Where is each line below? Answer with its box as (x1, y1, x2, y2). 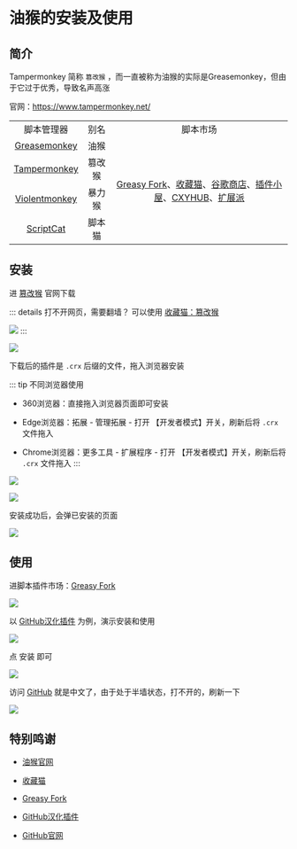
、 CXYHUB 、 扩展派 (162, 191, 245, 204)
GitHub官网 (21, 830, 64, 841)
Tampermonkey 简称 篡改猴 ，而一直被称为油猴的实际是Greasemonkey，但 (9, 72, 279, 82)
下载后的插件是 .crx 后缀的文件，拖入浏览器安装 (9, 360, 185, 370)
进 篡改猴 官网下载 (9, 287, 76, 298)
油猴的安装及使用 (9, 8, 134, 28)
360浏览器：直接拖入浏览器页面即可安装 (21, 398, 169, 409)
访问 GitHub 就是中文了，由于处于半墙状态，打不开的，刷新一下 (9, 686, 240, 697)
